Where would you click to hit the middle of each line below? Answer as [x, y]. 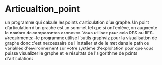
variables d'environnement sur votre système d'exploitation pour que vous [79, 48]
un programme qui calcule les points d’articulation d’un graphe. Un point [77, 22]
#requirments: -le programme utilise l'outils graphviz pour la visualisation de [81, 38]
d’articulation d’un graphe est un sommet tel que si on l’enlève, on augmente [81, 27]
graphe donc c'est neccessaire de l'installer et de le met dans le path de [77, 43]
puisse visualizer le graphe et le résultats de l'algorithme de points [71, 53]
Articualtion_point [42, 9]
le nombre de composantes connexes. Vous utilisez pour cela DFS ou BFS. [80, 32]
